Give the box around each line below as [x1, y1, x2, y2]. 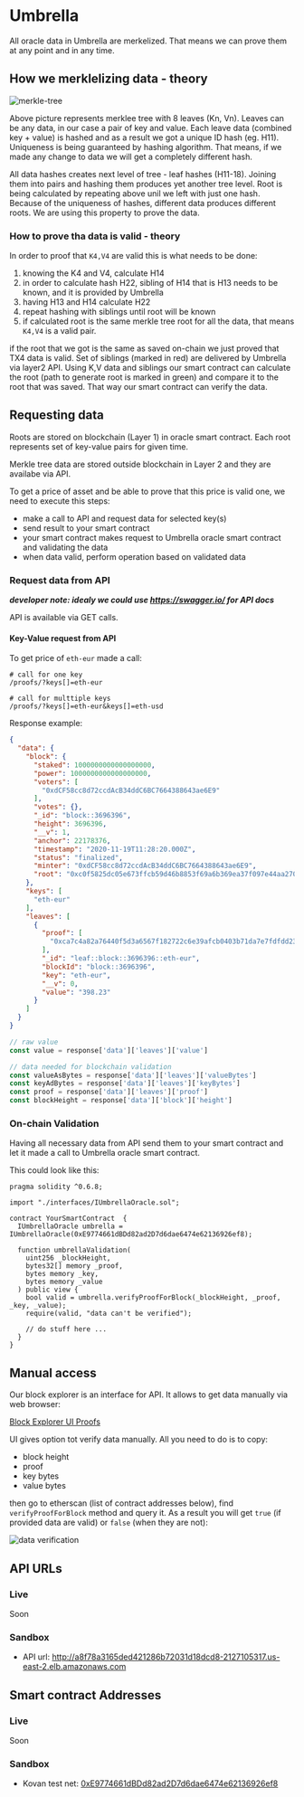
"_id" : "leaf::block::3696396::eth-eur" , [42, 954, 201, 963]
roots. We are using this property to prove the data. [9, 207, 201, 218]
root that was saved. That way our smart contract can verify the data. [9, 382, 269, 393]
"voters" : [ [33, 777, 79, 787]
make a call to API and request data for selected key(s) [22, 513, 227, 524]
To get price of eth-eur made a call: [9, 653, 142, 664]
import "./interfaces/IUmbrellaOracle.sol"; [9, 1198, 180, 1207]
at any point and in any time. [9, 44, 115, 55]
